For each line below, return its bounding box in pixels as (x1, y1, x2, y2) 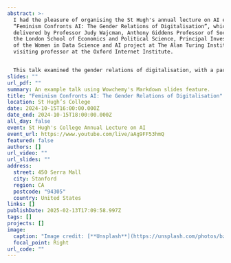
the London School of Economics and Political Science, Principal (13, 36, 208, 43)
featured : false (7, 137, 54, 144)
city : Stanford (13, 175, 57, 182)
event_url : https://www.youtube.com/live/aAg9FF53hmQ (7, 130, 165, 137)
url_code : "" (7, 245, 45, 253)
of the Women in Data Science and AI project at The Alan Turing (13, 42, 205, 49)
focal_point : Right (13, 239, 69, 246)
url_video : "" (7, 150, 48, 157)
